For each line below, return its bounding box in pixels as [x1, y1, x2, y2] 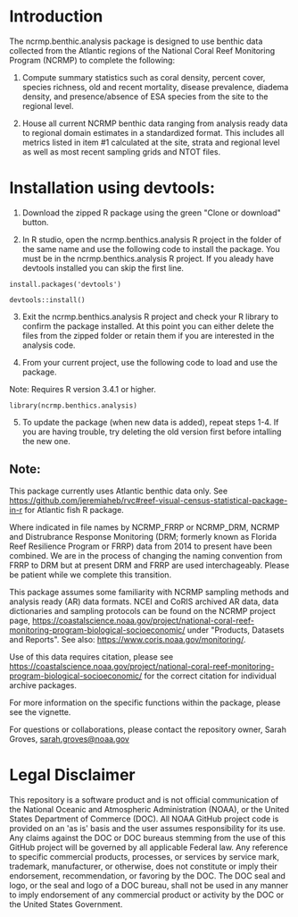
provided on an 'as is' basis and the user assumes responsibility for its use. [9, 822, 286, 833]
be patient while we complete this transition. [9, 569, 172, 580]
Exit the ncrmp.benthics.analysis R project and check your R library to [21, 311, 279, 322]
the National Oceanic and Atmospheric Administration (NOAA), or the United [9, 803, 290, 814]
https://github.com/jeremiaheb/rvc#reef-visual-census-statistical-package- [9, 494, 288, 506]
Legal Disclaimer [9, 764, 136, 785]
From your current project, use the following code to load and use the [21, 357, 278, 367]
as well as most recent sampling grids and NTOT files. [21, 146, 221, 157]
